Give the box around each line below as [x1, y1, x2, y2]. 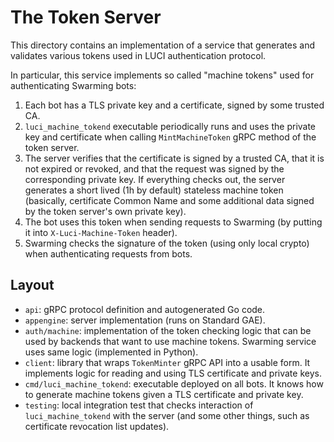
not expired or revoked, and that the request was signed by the [24, 162, 285, 175]
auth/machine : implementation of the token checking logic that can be [24, 324, 312, 336]
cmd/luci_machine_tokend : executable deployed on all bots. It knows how [24, 377, 324, 390]
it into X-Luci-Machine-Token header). [24, 226, 178, 238]
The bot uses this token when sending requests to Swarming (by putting [24, 216, 323, 228]
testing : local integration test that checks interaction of [24, 399, 254, 411]
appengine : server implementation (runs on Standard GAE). [24, 314, 266, 326]
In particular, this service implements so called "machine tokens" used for [10, 69, 315, 81]
